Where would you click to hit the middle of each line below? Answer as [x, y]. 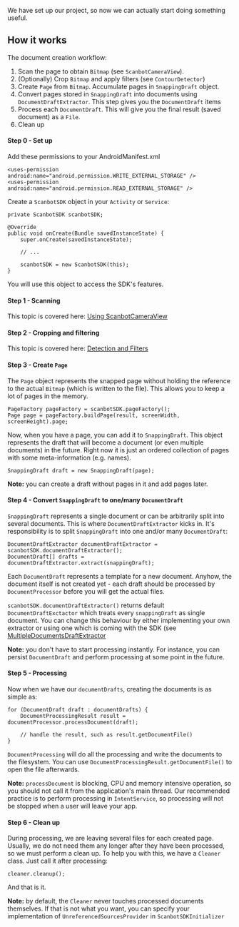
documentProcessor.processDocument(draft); [73, 723]
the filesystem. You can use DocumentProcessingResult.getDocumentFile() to [120, 762]
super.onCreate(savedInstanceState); [76, 240]
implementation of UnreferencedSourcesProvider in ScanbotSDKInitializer [116, 916]
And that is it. [27, 887]
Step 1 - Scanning [34, 300]
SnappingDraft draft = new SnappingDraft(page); [81, 470]
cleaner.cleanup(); [36, 874]
